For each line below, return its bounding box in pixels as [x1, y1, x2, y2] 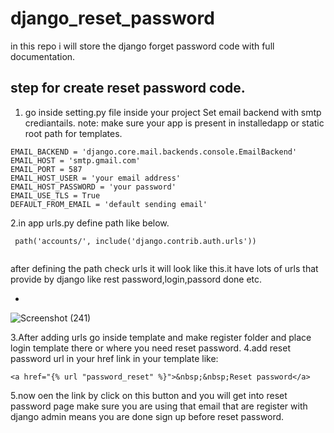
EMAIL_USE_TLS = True [10, 190, 101, 201]
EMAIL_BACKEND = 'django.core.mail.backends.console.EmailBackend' [10, 147, 298, 157]
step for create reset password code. [10, 80, 246, 97]
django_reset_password [10, 7, 215, 30]
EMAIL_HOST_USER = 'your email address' [10, 173, 182, 183]
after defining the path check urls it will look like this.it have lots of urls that [10, 262, 319, 274]
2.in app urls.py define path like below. [10, 217, 170, 229]
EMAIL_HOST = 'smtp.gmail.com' [10, 155, 141, 166]
